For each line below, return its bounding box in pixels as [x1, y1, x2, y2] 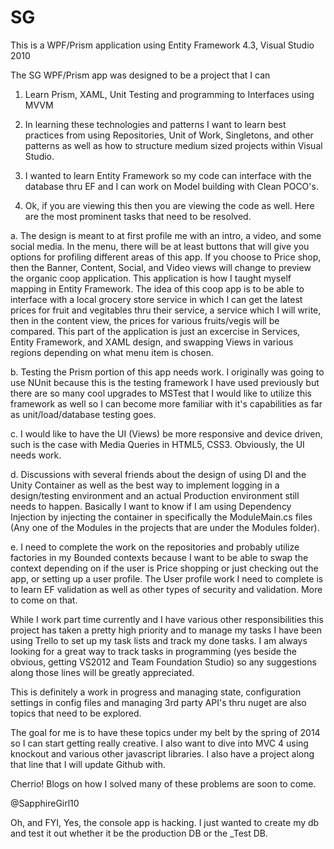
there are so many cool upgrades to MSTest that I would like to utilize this [10, 387, 313, 399]
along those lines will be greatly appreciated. [10, 666, 195, 678]
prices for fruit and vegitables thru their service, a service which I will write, [10, 304, 322, 316]
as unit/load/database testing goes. [10, 408, 157, 420]
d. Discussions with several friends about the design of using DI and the [10, 468, 307, 480]
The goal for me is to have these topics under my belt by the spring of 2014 [10, 726, 321, 738]
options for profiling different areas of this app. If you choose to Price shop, [10, 251, 322, 263]
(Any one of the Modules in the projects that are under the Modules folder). [10, 521, 320, 533]
